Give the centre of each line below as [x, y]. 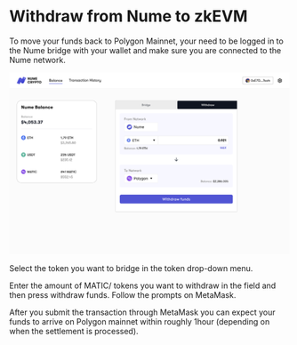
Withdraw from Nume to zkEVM [128, 16]
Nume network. [38, 60]
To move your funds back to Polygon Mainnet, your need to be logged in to [147, 41]
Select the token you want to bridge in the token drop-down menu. [131, 269]
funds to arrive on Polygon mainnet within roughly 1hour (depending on [140, 322]
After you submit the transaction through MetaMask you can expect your [142, 312]
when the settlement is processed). [74, 332]
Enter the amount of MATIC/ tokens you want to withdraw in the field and [143, 285]
